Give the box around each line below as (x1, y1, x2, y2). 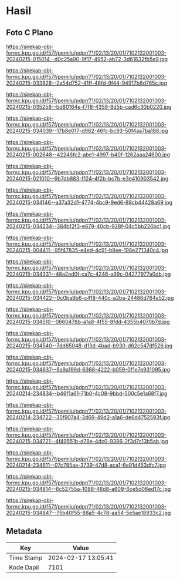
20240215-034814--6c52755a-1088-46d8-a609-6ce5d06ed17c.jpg (6, 486, 171, 492)
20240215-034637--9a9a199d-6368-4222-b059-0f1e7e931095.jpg (6, 366, 171, 373)
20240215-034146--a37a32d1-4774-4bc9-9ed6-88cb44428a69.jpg (6, 199, 173, 206)
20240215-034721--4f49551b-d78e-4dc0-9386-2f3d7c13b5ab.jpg (6, 438, 168, 444)
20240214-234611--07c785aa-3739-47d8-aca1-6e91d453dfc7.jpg (6, 461, 166, 468)
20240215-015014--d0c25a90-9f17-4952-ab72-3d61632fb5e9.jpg (6, 56, 168, 62)
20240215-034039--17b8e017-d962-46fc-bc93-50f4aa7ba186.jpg (6, 128, 168, 134)
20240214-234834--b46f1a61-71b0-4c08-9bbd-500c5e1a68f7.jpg (6, 390, 168, 397)
